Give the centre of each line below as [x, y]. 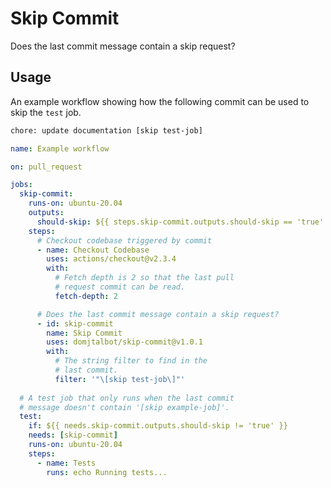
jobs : [21, 185]
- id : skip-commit [75, 323]
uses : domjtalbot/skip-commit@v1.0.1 [124, 342]
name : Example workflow [60, 148]
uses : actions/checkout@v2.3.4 [111, 259]
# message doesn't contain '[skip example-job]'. [124, 407]
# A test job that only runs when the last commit [127, 398]
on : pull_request [46, 167]
